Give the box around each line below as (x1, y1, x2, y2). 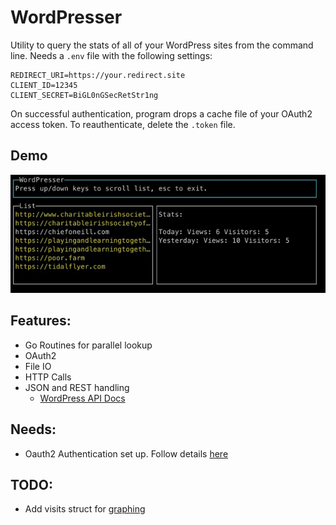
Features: (10, 312, 72, 330)
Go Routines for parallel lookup (24, 339, 153, 351)
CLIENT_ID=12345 (10, 80, 78, 90)
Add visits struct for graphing (24, 503, 146, 515)
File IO (24, 360, 52, 372)
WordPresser (10, 6, 123, 29)
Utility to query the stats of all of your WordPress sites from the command (10, 39, 314, 51)
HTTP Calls (24, 371, 72, 383)
